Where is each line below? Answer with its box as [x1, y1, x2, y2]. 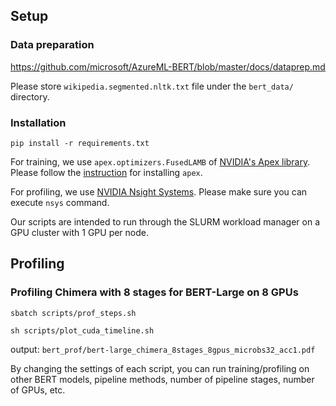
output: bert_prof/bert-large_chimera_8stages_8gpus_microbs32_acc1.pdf [10, 343, 316, 355]
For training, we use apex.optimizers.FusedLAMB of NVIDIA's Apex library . [10, 155, 311, 168]
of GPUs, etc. [10, 384, 66, 396]
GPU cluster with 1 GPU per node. [10, 226, 150, 238]
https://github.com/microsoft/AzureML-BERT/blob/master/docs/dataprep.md [10, 60, 326, 73]
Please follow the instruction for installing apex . [10, 166, 203, 178]
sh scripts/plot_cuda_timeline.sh [10, 325, 155, 336]
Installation [10, 115, 67, 129]
